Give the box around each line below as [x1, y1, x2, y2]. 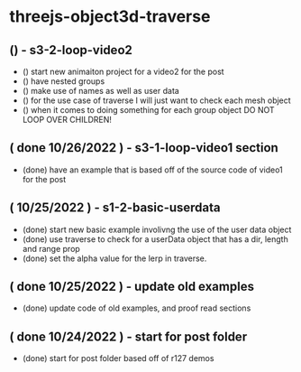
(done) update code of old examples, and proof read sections [22, 302, 251, 313]
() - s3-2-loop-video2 [9, 42, 132, 58]
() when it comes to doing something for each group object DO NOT [22, 105, 275, 115]
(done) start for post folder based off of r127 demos [22, 353, 214, 364]
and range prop [22, 243, 81, 254]
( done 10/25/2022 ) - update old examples [9, 279, 255, 294]
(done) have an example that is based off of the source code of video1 [22, 164, 284, 175]
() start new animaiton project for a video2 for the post [22, 66, 224, 77]
